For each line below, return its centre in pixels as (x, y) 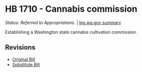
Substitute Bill (26, 64)
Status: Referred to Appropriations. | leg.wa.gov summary (63, 23)
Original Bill (24, 59)
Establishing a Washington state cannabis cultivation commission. (71, 32)
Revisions (20, 48)
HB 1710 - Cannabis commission (71, 9)
